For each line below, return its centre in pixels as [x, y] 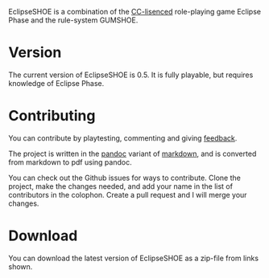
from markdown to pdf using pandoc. [70, 162]
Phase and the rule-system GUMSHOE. [73, 20]
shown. [21, 266]
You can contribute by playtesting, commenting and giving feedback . [123, 138]
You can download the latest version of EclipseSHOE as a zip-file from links [134, 258]
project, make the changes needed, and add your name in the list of [121, 186]
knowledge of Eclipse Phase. [56, 83]
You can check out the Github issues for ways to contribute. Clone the [125, 178]
